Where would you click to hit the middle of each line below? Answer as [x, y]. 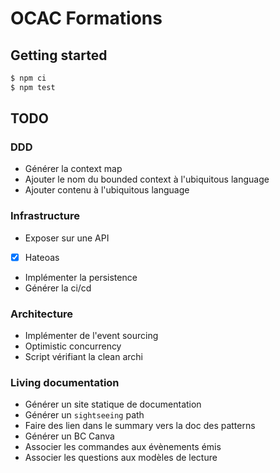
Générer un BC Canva [69, 436]
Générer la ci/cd [58, 288]
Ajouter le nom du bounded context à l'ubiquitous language [147, 179]
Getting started [59, 55]
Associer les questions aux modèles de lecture [121, 458]
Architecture [42, 314]
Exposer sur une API [67, 238]
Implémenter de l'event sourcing [91, 336]
